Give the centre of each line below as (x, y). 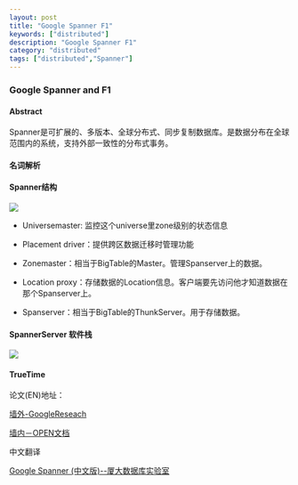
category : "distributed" (55, 51)
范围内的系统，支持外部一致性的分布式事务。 (91, 143)
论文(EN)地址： (37, 395)
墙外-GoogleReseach (48, 414)
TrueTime (28, 374)
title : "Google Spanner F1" (61, 26)
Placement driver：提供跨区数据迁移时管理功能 (108, 244)
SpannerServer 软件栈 (51, 334)
